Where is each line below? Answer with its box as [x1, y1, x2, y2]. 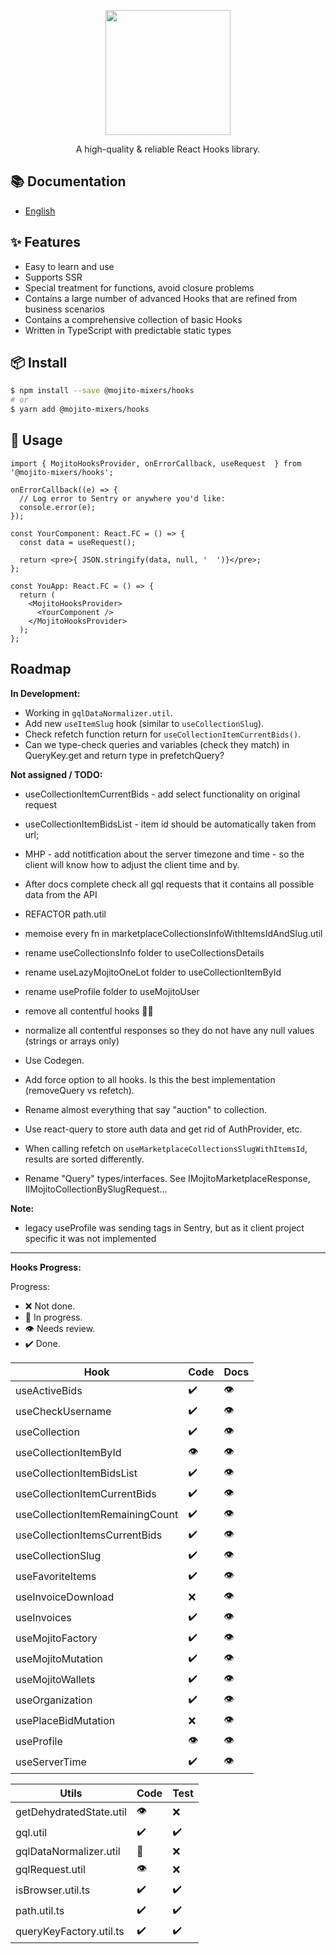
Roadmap [10, 661, 72, 678]
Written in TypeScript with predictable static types [24, 324, 232, 336]
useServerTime [15, 1755, 87, 1769]
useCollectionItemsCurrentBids [15, 1528, 163, 1542]
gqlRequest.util [15, 1863, 86, 1877]
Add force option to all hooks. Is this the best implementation [24, 1073, 276, 1085]
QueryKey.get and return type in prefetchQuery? [24, 749, 225, 761]
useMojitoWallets [15, 1673, 96, 1687]
